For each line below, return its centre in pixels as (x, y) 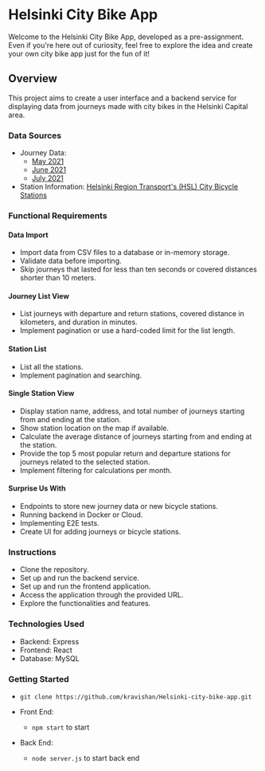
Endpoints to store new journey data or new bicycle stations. (119, 506)
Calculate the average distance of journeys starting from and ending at (136, 436)
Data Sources (35, 135)
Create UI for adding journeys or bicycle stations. (100, 531)
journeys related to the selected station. (85, 462)
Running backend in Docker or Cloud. (81, 515)
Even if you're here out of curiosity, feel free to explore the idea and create (131, 45)
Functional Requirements (58, 215)
